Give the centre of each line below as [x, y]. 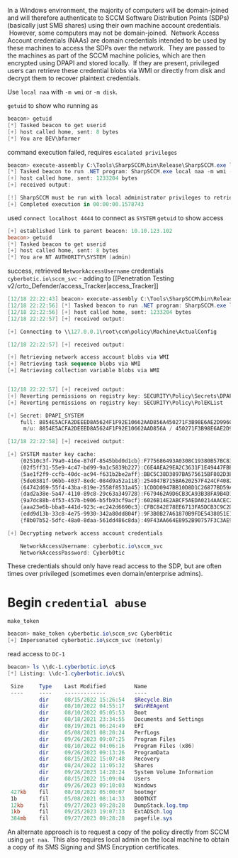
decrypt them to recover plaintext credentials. [74, 78]
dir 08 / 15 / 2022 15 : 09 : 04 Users [95, 779]
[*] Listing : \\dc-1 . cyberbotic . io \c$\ [66, 673]
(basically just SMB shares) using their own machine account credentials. [114, 25]
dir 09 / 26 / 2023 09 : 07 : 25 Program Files [107, 739]
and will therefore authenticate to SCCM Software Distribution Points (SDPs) [118, 18]
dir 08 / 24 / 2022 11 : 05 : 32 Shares [96, 766]
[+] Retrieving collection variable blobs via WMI [84, 371]
